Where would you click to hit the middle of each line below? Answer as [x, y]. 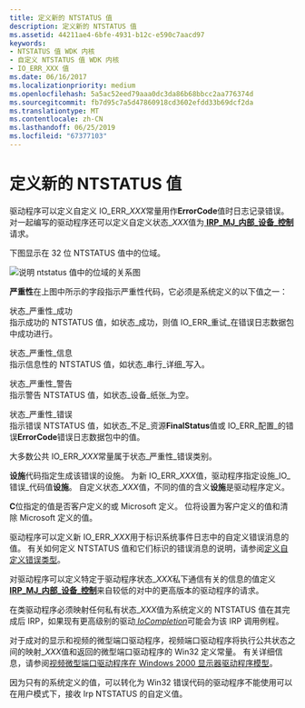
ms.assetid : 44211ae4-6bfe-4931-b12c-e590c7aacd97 [107, 35]
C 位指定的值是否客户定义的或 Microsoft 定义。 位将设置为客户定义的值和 [145, 506]
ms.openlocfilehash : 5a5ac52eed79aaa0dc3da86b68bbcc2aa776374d [132, 94]
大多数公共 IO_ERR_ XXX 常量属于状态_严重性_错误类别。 [113, 456]
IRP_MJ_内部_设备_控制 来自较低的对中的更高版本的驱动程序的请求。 [137, 590]
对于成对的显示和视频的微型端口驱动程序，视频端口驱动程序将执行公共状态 [148, 640]
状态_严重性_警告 [41, 384]
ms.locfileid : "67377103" [58, 136]
